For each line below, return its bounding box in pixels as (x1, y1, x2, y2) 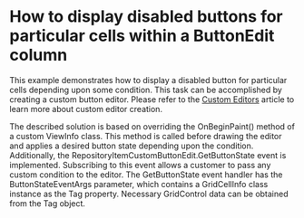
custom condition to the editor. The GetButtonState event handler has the (9, 169, 283, 180)
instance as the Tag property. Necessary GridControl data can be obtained (9, 188, 289, 199)
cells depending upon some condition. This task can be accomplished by (9, 84, 283, 95)
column (9, 45, 68, 65)
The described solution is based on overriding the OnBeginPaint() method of (9, 120, 295, 132)
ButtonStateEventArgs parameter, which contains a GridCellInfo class (9, 178, 269, 189)
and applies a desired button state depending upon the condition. (9, 140, 254, 151)
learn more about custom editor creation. (9, 103, 163, 114)
